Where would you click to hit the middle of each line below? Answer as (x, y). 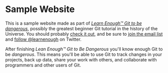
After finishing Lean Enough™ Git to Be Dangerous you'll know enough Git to (84, 49)
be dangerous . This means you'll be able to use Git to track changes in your (84, 54)
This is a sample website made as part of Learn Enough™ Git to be (74, 23)
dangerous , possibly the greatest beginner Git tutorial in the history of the (81, 28)
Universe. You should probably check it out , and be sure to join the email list (84, 34)
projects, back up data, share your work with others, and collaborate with (81, 59)
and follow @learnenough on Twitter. (44, 39)
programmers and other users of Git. (43, 65)
